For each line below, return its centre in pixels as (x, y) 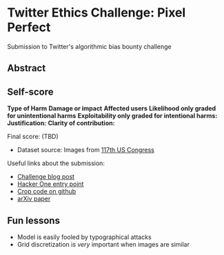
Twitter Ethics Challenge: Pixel (96, 13)
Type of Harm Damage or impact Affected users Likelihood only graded (112, 108)
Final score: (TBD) (33, 137)
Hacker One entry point (50, 184)
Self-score (30, 92)
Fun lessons (34, 220)
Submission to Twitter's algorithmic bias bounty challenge (89, 46)
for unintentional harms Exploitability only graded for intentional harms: (112, 116)
